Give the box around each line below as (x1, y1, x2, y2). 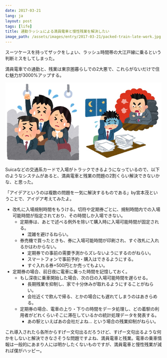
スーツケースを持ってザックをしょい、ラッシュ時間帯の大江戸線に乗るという (5, 49, 162, 55)
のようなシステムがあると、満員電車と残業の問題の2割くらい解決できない (5, 173, 156, 179)
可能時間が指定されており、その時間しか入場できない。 (12, 213, 126, 219)
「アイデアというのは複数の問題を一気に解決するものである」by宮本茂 (5, 190, 150, 195)
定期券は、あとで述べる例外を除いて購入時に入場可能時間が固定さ (19, 219, 155, 225)
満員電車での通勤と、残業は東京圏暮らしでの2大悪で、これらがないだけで (5, 66, 156, 72)
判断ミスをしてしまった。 (5, 55, 58, 61)
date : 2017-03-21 (5, 8, 41, 13)
